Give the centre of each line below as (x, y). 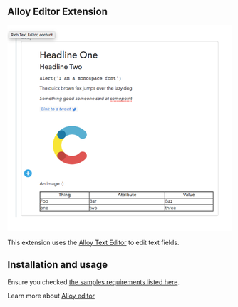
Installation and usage (58, 265)
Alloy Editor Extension (58, 12)
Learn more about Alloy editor (51, 296)
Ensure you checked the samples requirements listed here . (94, 282)
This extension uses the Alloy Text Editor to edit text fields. (93, 242)
